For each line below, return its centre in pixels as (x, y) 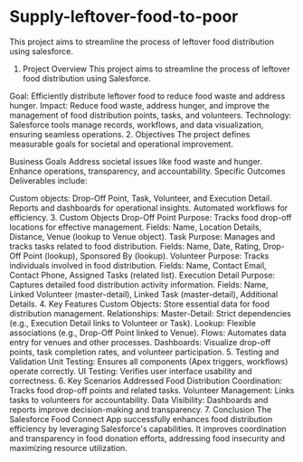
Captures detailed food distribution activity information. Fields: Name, (139, 284)
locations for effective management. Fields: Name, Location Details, (136, 227)
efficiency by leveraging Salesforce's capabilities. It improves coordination (148, 429)
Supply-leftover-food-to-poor (124, 17)
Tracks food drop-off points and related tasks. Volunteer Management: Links (152, 390)
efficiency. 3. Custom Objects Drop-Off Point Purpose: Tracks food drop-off (151, 217)
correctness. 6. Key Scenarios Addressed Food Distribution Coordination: (146, 381)
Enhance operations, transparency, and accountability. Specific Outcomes (147, 171)
